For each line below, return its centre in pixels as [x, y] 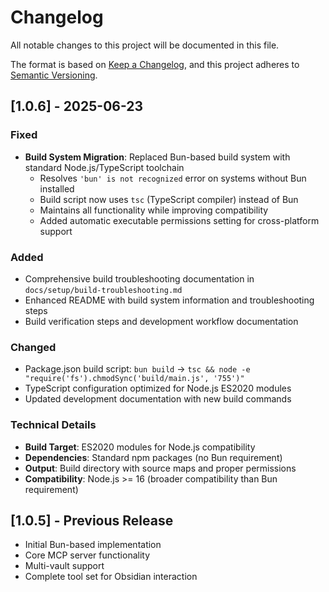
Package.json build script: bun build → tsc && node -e [137, 369]
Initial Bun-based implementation [93, 545]
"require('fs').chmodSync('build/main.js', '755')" [134, 379]
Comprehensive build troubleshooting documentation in [139, 278]
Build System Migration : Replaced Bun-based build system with [157, 157]
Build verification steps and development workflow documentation [161, 321]
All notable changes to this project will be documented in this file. [145, 45]
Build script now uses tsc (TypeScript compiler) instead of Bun [169, 199]
